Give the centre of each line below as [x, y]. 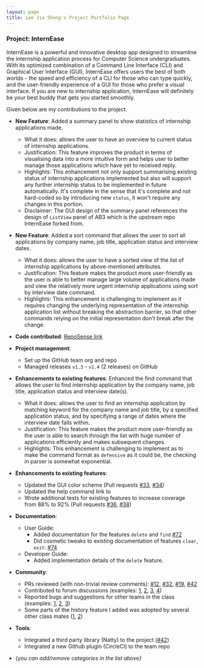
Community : [31, 572]
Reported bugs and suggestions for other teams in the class [99, 597]
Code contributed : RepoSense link [59, 336]
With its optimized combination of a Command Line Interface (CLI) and [95, 65]
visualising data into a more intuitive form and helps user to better [107, 158]
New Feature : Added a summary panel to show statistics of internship [103, 121]
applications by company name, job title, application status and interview [107, 242]
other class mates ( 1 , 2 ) [54, 616]
